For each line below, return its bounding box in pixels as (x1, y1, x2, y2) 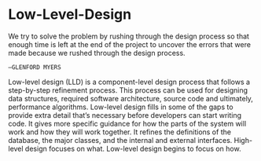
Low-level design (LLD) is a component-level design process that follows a (8, 77, 250, 86)
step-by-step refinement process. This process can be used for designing (8, 85, 248, 95)
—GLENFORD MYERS (8, 63, 61, 71)
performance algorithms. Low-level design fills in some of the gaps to (8, 102, 233, 112)
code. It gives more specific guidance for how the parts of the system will (8, 119, 247, 128)
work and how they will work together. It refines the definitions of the (8, 127, 232, 137)
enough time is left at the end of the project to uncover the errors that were (8, 39, 252, 49)
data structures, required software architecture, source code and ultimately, (8, 93, 254, 103)
